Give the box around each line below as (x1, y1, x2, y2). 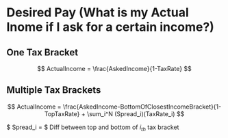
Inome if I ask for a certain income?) (6, 19, 215, 35)
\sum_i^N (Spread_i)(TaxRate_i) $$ (87, 109, 185, 118)
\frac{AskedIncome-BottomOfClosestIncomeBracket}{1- (62, 102, 222, 111)
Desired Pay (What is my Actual (6, 5, 189, 20)
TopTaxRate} (44, 109, 80, 118)
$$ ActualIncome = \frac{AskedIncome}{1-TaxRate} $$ (36, 65, 192, 72)
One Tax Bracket (6, 46, 79, 58)
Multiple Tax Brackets (6, 84, 101, 96)
